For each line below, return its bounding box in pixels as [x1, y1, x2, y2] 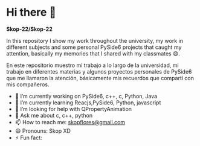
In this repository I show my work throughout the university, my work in [6, 37, 183, 44]
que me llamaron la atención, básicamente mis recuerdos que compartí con [6, 74, 195, 81]
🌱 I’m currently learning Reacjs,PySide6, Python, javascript [15, 99, 161, 106]
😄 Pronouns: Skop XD [15, 127, 71, 135]
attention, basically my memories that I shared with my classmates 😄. [6, 49, 180, 57]
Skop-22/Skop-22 [6, 25, 53, 33]
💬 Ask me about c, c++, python [15, 112, 92, 119]
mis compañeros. [6, 81, 50, 88]
